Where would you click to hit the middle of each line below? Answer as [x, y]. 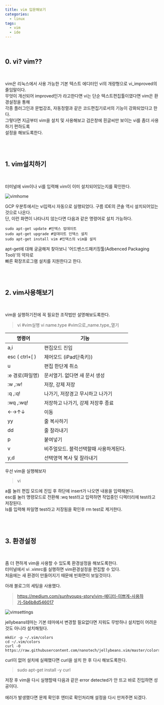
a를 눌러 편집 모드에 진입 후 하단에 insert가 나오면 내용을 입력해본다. [70, 491]
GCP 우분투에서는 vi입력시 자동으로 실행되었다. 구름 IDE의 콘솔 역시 [69, 206]
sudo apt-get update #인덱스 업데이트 [41, 229]
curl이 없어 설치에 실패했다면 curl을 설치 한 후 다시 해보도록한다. [66, 660]
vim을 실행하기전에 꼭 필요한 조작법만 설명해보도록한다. [58, 315]
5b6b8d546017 [38, 602]
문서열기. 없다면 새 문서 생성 [74, 376]
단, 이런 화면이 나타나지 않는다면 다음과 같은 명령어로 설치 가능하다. [69, 218]
